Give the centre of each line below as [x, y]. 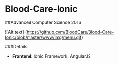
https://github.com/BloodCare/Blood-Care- [70, 32]
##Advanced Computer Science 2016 [43, 22]
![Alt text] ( [16, 32]
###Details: [17, 46]
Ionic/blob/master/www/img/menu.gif [43, 37]
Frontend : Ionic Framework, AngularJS [51, 56]
